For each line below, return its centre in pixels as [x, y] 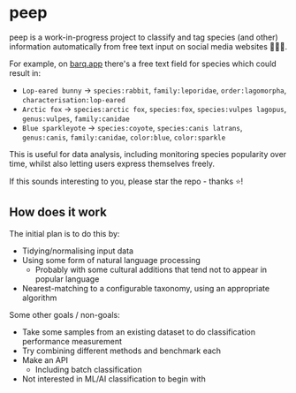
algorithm [39, 298]
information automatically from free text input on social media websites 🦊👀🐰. [148, 46]
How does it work [58, 212]
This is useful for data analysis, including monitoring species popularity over [148, 154]
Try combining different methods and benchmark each [121, 351]
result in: [25, 72]
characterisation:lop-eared [73, 100]
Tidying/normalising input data [78, 251]
